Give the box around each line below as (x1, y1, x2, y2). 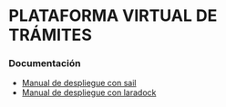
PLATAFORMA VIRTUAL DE (8, 5, 218, 26)
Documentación (8, 57, 81, 70)
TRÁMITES (8, 24, 92, 45)
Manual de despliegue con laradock (21, 87, 157, 98)
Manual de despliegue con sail (21, 78, 137, 89)
